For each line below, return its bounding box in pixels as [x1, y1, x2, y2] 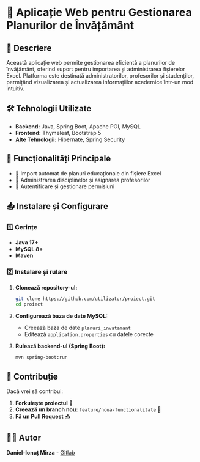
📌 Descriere [6, 43, 52, 53]
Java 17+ [15, 239, 39, 246]
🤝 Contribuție [6, 371, 58, 381]
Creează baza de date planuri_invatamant [24, 324, 131, 332]
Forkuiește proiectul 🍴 [15, 400, 73, 407]
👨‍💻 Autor [6, 433, 42, 443]
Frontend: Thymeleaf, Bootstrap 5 [15, 129, 102, 136]
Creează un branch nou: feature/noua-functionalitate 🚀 [15, 406, 161, 413]
